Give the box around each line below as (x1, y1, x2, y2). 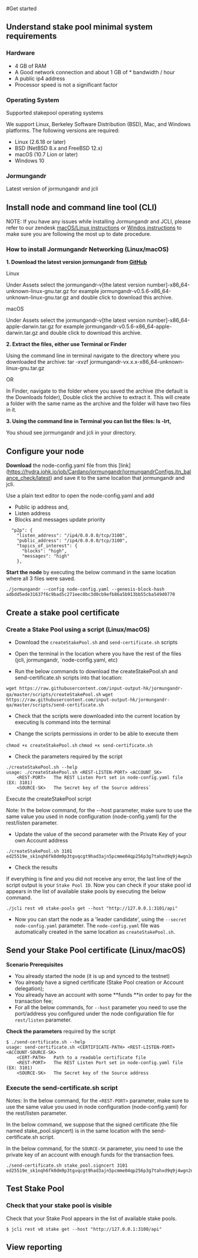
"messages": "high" (21, 554, 70, 559)
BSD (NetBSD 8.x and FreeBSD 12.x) (14, 144, 103, 152)
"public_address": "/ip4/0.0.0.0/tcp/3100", (16, 538, 128, 544)
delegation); (14, 984, 44, 992)
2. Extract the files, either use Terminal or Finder (6, 341, 127, 348)
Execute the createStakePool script (6, 795, 91, 802)
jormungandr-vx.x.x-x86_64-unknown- (89, 358, 184, 365)
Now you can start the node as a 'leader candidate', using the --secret (14, 915, 187, 923)
